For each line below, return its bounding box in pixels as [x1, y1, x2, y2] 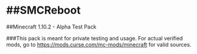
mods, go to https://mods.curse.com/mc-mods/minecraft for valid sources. [6, 41, 192, 48]
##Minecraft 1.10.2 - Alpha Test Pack [6, 23, 97, 30]
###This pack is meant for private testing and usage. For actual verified [6, 34, 183, 42]
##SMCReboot [6, 4, 81, 17]
